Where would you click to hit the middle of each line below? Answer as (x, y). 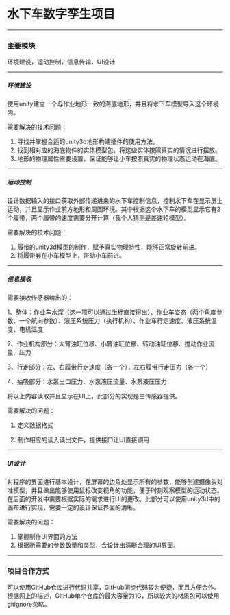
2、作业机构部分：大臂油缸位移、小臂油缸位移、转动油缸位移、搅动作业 (108, 344)
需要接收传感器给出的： (40, 298)
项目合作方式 (28, 571)
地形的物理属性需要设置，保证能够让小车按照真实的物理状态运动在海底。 (119, 159)
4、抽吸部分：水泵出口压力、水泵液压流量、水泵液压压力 (87, 382)
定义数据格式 (35, 425)
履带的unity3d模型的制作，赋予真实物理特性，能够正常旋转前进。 (108, 247)
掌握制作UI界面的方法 (47, 537)
